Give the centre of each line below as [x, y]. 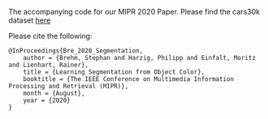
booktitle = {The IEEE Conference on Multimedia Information [128, 79]
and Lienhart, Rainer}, [49, 65]
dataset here [30, 20]
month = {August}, [54, 93]
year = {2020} [47, 100]
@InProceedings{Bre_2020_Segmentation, [76, 51]
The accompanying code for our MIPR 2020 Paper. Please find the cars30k [134, 12]
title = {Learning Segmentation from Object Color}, [114, 72]
